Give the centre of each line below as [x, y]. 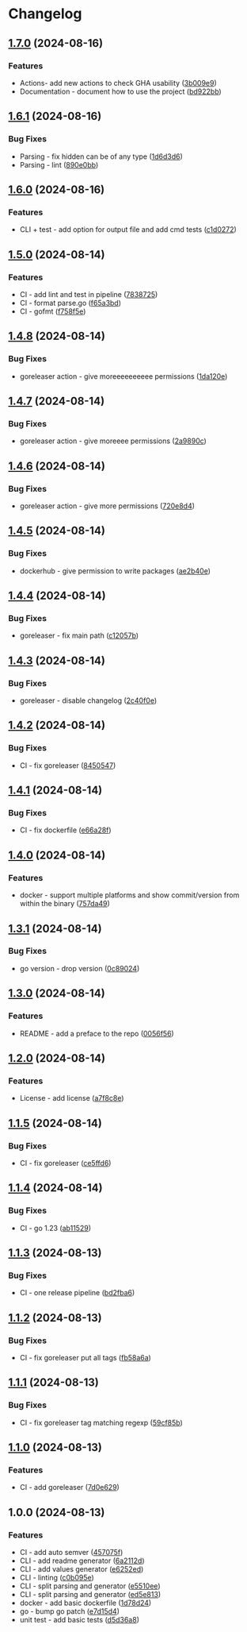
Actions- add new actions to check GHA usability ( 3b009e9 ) [118, 83]
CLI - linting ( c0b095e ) [57, 1578]
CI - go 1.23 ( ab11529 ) [55, 1228]
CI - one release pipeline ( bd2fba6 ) [77, 1293]
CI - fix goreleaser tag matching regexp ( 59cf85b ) [101, 1422]
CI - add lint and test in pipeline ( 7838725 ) [89, 294]
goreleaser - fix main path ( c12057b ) [79, 635]
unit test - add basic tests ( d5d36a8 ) [80, 1620]
